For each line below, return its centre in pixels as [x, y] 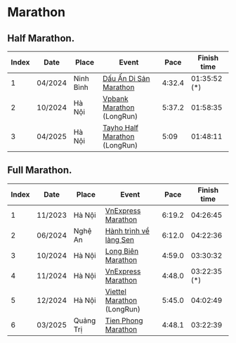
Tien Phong [124, 321]
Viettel [116, 291]
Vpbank [116, 99]
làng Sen [120, 240]
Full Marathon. [40, 170]
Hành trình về [127, 231]
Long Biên [122, 251]
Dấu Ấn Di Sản [126, 78]
